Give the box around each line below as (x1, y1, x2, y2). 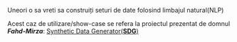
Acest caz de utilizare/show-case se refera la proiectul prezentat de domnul (7, 20, 231, 27)
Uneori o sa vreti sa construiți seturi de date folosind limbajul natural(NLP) (7, 6, 224, 14)
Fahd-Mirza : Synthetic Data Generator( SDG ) (7, 27, 139, 35)
